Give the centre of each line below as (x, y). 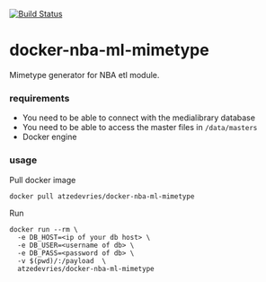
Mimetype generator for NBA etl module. (84, 75)
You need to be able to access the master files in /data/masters (140, 128)
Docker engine (49, 137)
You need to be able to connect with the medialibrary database (139, 118)
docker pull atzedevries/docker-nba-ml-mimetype (102, 196)
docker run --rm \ (44, 229)
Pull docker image (43, 180)
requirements (40, 98)
